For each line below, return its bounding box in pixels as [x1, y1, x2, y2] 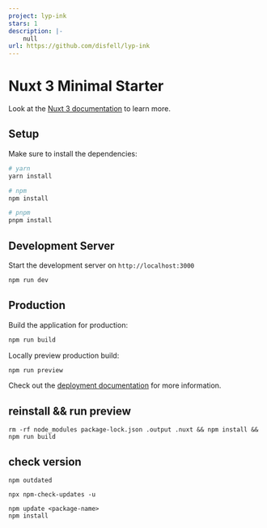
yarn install [8, 172, 53, 180]
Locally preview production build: [8, 350, 120, 360]
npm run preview [8, 366, 63, 374]
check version [8, 455, 83, 469]
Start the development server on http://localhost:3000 [8, 260, 195, 270]
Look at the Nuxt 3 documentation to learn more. [8, 104, 172, 114]
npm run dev [8, 276, 49, 284]
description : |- [8, 27, 63, 35]
